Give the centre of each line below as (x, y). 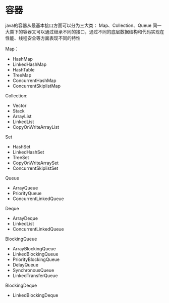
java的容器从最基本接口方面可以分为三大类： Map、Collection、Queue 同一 (83, 25)
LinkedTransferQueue (35, 275)
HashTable (23, 69)
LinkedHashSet (28, 152)
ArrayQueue (25, 187)
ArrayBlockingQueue (34, 248)
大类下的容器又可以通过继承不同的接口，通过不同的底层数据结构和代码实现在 (85, 31)
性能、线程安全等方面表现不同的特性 (43, 38)
